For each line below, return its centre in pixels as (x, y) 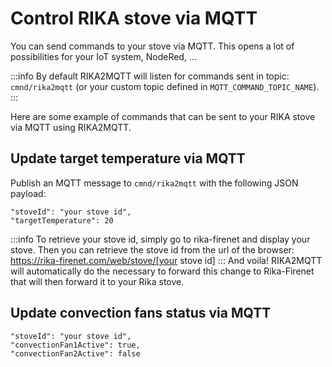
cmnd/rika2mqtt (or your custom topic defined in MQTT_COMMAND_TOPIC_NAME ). (165, 86)
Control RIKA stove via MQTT (134, 18)
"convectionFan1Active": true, (75, 345)
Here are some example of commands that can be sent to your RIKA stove (163, 116)
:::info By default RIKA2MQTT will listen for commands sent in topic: (150, 76)
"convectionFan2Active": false (75, 353)
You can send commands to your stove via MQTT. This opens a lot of (152, 46)
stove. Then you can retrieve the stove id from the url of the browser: (152, 249)
